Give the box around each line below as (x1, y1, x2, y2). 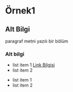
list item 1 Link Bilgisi (12, 62, 55, 68)
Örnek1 (5, 5, 35, 16)
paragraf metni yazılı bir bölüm (5, 38, 68, 44)
